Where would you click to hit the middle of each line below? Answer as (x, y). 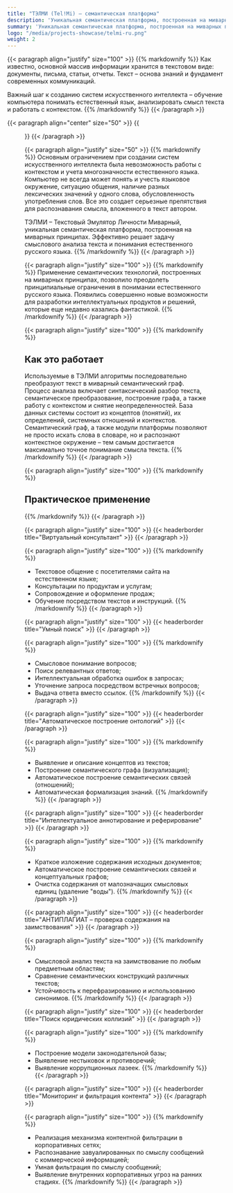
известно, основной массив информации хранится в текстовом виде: (111, 67)
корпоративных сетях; (68, 1144)
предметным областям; (70, 968)
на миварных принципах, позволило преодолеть (97, 280)
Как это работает (64, 359)
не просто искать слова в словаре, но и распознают (102, 435)
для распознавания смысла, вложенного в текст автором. (111, 209)
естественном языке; (66, 578)
